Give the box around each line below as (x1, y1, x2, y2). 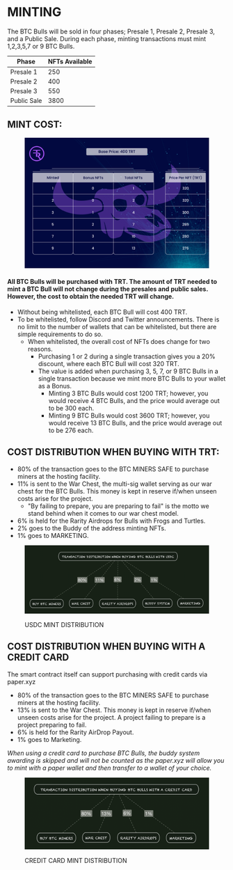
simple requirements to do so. (17, 330, 103, 338)
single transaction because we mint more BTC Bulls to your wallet (38, 374, 226, 383)
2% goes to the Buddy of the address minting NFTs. (17, 523, 167, 532)
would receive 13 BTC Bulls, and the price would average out (48, 418, 223, 427)
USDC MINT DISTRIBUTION (24, 620, 104, 628)
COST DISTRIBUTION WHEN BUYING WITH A (7, 641, 206, 653)
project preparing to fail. (17, 720, 87, 729)
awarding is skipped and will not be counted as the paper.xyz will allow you (7, 756, 225, 764)
